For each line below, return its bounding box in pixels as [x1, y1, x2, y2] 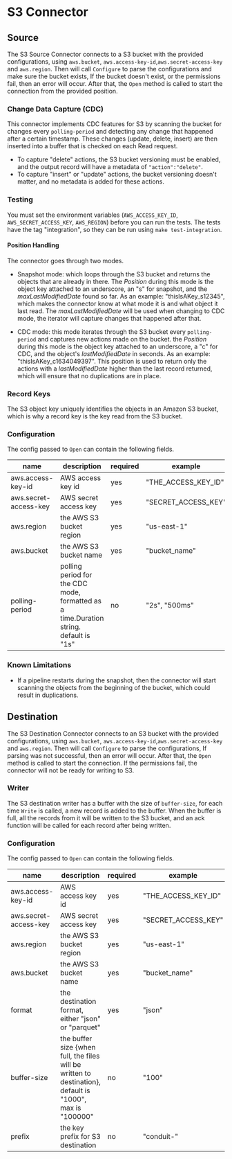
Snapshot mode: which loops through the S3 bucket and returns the [17, 269, 211, 278]
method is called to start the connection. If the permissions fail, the [7, 759, 198, 767]
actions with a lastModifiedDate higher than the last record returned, [17, 364, 213, 373]
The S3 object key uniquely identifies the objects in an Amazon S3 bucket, [7, 405, 219, 413]
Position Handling [7, 241, 59, 249]
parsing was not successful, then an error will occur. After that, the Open [7, 751, 211, 759]
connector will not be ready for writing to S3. [7, 766, 135, 775]
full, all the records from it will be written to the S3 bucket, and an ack [7, 813, 205, 822]
